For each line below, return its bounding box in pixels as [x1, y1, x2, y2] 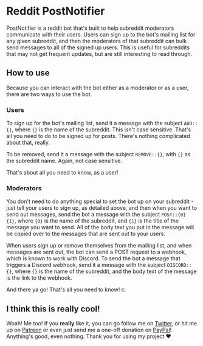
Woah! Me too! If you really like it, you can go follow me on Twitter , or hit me [6, 320, 198, 327]
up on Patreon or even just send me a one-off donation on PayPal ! [6, 327, 172, 334]
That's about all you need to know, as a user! [6, 169, 119, 176]
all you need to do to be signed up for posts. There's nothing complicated [6, 133, 190, 140]
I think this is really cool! [6, 303, 100, 314]
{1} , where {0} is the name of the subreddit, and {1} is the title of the [6, 217, 179, 224]
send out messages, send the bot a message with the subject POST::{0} [6, 211, 187, 218]
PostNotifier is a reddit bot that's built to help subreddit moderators [6, 24, 174, 32]
